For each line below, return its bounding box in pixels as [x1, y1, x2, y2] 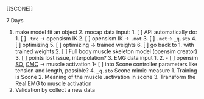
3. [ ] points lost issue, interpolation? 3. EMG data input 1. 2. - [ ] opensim [15, 54, 199, 61]
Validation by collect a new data [15, 86, 96, 93]
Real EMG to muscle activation [15, 80, 92, 87]
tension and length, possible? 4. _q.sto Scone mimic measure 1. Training [15, 67, 197, 74]
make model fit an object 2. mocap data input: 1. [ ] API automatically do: [15, 28, 197, 36]
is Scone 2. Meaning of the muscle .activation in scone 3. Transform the [15, 74, 196, 80]
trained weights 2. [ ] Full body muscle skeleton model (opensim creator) [15, 48, 198, 55]
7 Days [6, 17, 24, 24]
